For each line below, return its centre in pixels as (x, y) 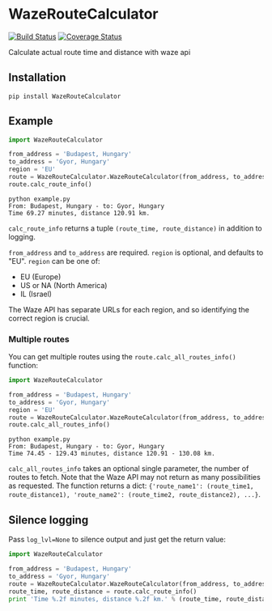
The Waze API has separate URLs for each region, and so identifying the (129, 309)
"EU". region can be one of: (54, 261)
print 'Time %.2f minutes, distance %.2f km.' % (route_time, (115, 599)
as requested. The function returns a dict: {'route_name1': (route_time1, (131, 486)
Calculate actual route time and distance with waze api (100, 52)
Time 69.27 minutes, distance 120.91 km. (79, 213)
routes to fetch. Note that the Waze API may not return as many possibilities (134, 477)
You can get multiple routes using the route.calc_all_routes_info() (122, 357)
